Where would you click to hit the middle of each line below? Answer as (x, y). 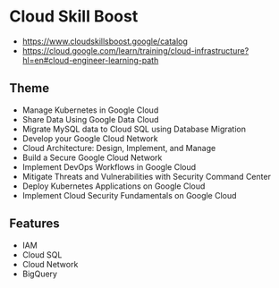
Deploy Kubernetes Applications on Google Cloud (114, 186)
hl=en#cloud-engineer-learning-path (90, 60)
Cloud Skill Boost (74, 17)
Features (34, 224)
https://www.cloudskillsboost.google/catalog (105, 41)
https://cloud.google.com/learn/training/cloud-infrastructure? (135, 50)
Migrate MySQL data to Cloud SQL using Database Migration (134, 129)
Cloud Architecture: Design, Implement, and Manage (119, 148)
